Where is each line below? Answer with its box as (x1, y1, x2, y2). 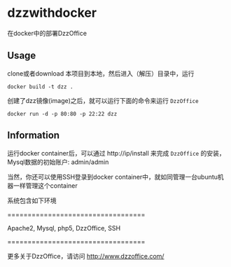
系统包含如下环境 (7, 196, 57, 205)
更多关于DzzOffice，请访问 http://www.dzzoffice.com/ (7, 252, 164, 260)
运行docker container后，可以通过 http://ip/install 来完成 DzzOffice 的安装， (7, 149, 225, 157)
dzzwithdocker (7, 5, 97, 21)
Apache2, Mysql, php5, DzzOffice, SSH (7, 224, 121, 232)
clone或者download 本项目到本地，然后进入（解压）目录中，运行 (7, 69, 195, 78)
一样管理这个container (13, 181, 78, 190)
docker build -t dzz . (7, 83, 73, 90)
